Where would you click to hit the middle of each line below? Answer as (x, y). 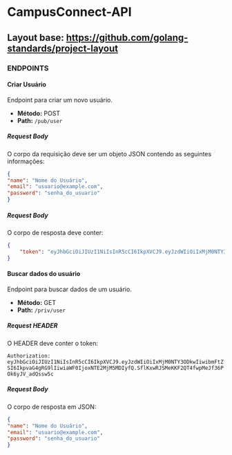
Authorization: (29, 356)
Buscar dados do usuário (44, 274)
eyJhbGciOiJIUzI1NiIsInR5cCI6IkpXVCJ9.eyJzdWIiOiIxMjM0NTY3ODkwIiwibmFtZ (116, 362)
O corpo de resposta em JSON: (52, 407)
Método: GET (37, 302)
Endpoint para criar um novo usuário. (60, 100)
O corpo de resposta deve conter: (55, 233)
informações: (26, 161)
